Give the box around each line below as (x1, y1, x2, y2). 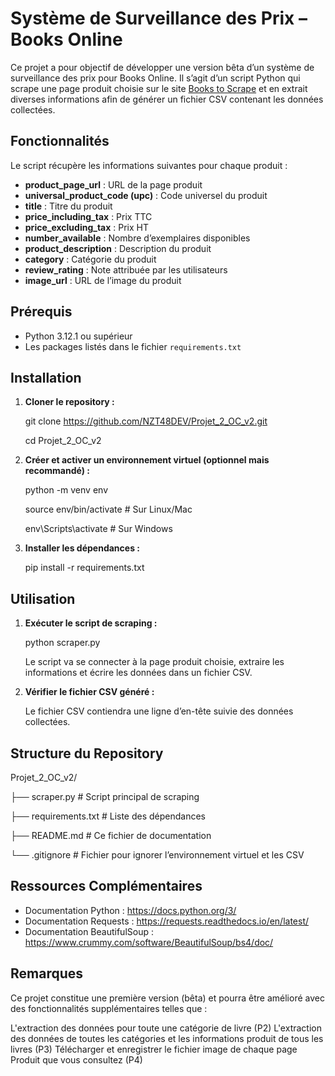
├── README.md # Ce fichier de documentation (10, 830, 212, 841)
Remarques (10, 965, 84, 982)
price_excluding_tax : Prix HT (24, 221, 150, 233)
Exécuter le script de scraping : (24, 617, 158, 629)
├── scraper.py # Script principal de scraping (10, 791, 200, 802)
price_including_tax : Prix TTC (24, 210, 153, 222)
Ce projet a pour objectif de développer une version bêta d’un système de (10, 61, 315, 73)
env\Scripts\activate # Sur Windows (24, 523, 173, 535)
